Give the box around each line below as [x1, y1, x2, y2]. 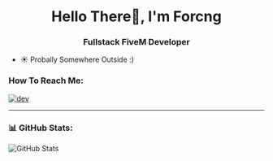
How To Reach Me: [8, 75, 84, 86]
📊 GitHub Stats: [8, 122, 73, 133]
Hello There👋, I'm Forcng [51, 7, 222, 26]
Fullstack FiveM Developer [83, 37, 190, 48]
